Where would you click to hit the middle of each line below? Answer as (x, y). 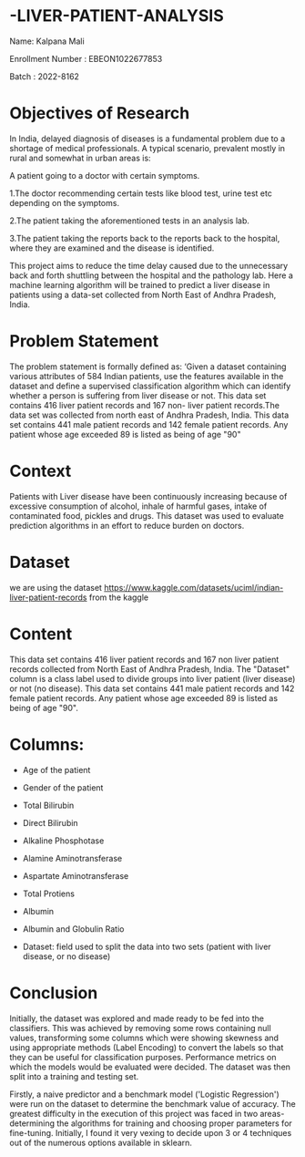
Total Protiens (49, 894)
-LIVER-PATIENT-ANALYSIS (117, 16)
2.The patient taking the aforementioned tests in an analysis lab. (130, 221)
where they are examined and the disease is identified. (112, 248)
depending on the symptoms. (65, 202)
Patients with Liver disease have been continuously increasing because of (148, 496)
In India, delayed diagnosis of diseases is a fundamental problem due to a (147, 139)
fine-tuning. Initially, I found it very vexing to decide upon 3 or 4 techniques (151, 1132)
